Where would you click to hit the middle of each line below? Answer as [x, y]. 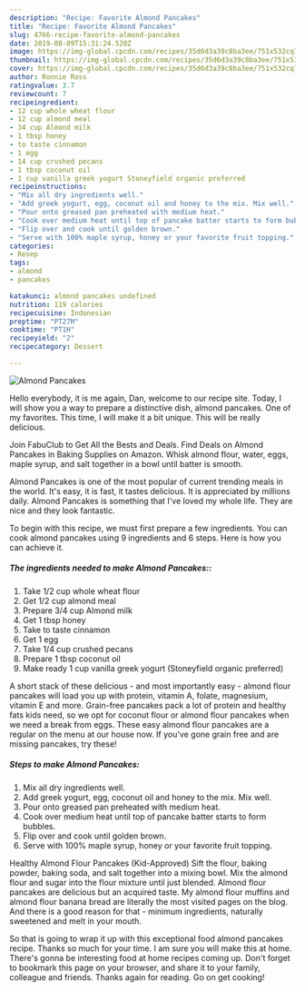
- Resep [24, 254]
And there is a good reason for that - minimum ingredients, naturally [136, 911]
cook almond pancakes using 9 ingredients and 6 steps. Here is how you [145, 538]
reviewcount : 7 [38, 94]
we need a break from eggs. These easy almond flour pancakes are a [139, 724]
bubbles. [39, 826]
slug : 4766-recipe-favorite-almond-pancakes [95, 35]
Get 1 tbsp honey [54, 620]
